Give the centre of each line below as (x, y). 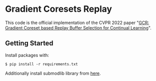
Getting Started (29, 43)
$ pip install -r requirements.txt (42, 64)
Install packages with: (27, 55)
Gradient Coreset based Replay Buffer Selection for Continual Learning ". (78, 27)
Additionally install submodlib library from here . (53, 73)
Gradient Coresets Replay (59, 9)
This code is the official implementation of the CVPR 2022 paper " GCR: (77, 23)
